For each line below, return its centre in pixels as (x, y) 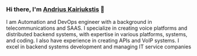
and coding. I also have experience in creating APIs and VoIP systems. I (93, 41)
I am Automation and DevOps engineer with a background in (79, 22)
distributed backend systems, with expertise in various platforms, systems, (97, 34)
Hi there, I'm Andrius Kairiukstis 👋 (55, 9)
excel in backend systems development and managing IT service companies (99, 47)
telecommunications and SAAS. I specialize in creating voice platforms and (97, 28)
